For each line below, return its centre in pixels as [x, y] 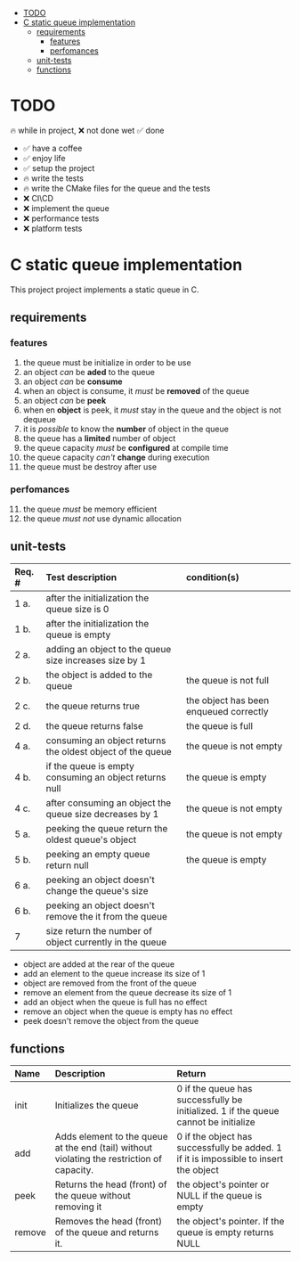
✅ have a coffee [53, 148]
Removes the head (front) [109, 1222]
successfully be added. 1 [230, 1148]
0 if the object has [215, 1137]
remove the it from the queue [106, 916]
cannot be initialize [216, 1122]
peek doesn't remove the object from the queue [111, 1020]
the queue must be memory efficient [90, 509]
